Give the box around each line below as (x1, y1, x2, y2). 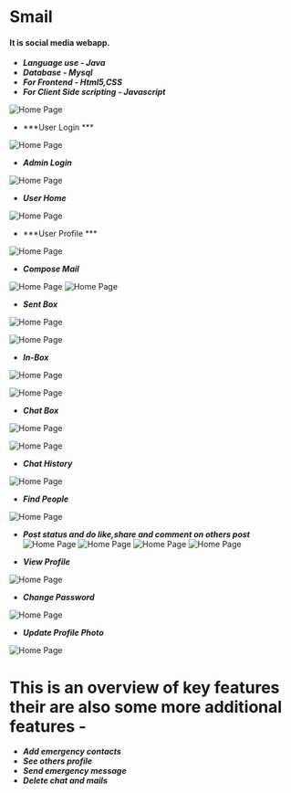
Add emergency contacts (22, 746, 121, 757)
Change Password (22, 592, 95, 603)
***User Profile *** (22, 228, 98, 239)
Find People (22, 493, 69, 504)
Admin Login (22, 157, 73, 168)
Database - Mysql (22, 67, 93, 79)
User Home (22, 193, 67, 204)
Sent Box (22, 299, 58, 310)
